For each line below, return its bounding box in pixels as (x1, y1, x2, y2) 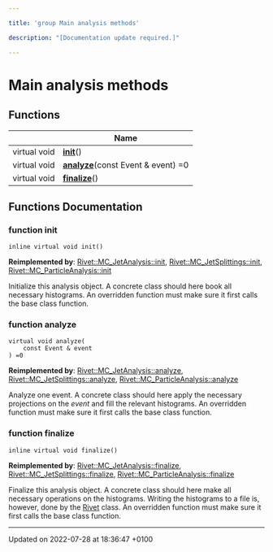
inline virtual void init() (8, 243, 104, 251)
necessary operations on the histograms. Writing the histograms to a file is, (8, 493, 260, 503)
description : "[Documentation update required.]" (8, 33, 180, 41)
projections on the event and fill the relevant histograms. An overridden (8, 399, 247, 409)
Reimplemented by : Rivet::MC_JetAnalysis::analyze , (8, 366, 184, 376)
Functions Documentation (8, 200, 143, 214)
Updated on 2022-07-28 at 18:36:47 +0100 (8, 534, 154, 544)
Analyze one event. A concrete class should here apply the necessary (8, 390, 242, 400)
